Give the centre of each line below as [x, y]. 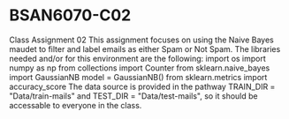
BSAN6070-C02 [70, 15]
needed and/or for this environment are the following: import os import [138, 58]
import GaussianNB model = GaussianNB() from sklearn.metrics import [138, 77]
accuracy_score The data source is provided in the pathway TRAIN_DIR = [142, 86]
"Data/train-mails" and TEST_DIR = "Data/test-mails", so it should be [133, 96]
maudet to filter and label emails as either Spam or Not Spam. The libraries [145, 48]
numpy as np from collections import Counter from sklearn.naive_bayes [140, 68]
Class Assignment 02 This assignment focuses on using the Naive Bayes [141, 40]
